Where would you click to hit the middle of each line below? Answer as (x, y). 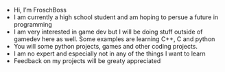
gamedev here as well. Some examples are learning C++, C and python (114, 39)
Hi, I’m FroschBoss (40, 10)
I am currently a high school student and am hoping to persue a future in (116, 17)
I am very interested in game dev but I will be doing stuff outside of (108, 32)
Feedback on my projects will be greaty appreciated (87, 61)
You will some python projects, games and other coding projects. (105, 46)
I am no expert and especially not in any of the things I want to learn (109, 53)
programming (33, 24)
